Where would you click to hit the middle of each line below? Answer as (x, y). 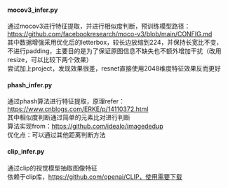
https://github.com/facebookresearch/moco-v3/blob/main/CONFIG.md (110, 34)
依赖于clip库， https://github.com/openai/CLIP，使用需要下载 (95, 176)
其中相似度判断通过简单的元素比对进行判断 (69, 117)
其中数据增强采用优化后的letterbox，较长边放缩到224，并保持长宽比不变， (115, 43)
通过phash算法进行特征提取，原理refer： (66, 101)
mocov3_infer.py (33, 10)
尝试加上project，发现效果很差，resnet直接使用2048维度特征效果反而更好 (114, 68)
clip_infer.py (26, 151)
